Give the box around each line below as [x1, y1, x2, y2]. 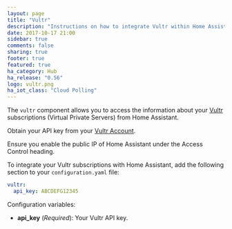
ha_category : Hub [7, 68, 57, 74]
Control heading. [7, 148, 55, 156]
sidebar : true [7, 36, 48, 43]
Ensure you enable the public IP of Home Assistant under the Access [7, 140, 204, 148]
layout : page [7, 10, 45, 17]
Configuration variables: [7, 200, 76, 208]
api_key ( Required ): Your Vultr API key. [17, 213, 128, 221]
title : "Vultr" [7, 17, 51, 23]
